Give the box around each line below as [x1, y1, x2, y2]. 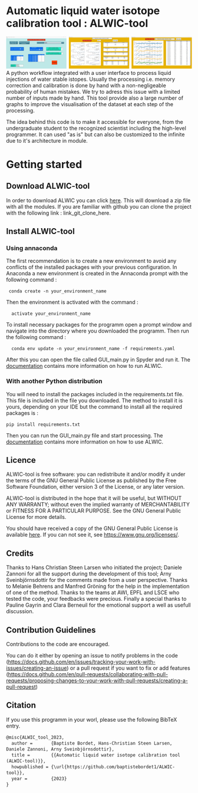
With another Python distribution [6, 377, 103, 386]
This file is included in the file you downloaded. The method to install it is [6, 397, 183, 404]
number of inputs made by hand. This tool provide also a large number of [6, 94, 184, 101]
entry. [6, 722, 21, 729]
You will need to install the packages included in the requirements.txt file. [6, 390, 184, 397]
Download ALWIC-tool [6, 181, 90, 191]
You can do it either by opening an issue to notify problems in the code [6, 651, 178, 659]
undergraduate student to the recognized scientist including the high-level [6, 124, 187, 131]
